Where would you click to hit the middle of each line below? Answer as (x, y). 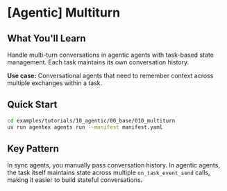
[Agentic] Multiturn (64, 13)
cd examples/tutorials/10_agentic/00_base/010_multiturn (91, 120)
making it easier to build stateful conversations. (75, 180)
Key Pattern (33, 148)
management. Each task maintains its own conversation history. (98, 62)
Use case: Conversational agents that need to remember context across (110, 75)
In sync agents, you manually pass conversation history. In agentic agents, (114, 165)
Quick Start (32, 105)
